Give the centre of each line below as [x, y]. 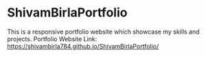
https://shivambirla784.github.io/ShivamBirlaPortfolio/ [83, 46]
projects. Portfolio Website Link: [52, 38]
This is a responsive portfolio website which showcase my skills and [104, 32]
